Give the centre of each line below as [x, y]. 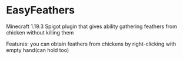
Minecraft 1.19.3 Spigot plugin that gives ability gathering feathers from [92, 26]
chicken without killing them [40, 32]
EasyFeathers [41, 10]
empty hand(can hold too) [38, 50]
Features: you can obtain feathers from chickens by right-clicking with [91, 44]
